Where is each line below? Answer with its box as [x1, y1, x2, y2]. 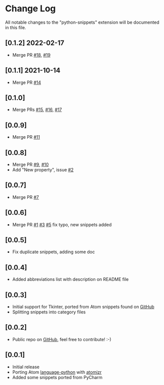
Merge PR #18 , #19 [12, 52, 51, 58]
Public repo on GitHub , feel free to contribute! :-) [12, 336, 112, 342]
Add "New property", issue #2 [12, 167, 74, 173]
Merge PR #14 [12, 79, 41, 85]
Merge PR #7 [12, 194, 40, 200]
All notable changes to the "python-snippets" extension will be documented [5, 19, 160, 25]
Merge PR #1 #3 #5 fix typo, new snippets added [12, 222, 112, 228]
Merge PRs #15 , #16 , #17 [12, 107, 62, 113]
